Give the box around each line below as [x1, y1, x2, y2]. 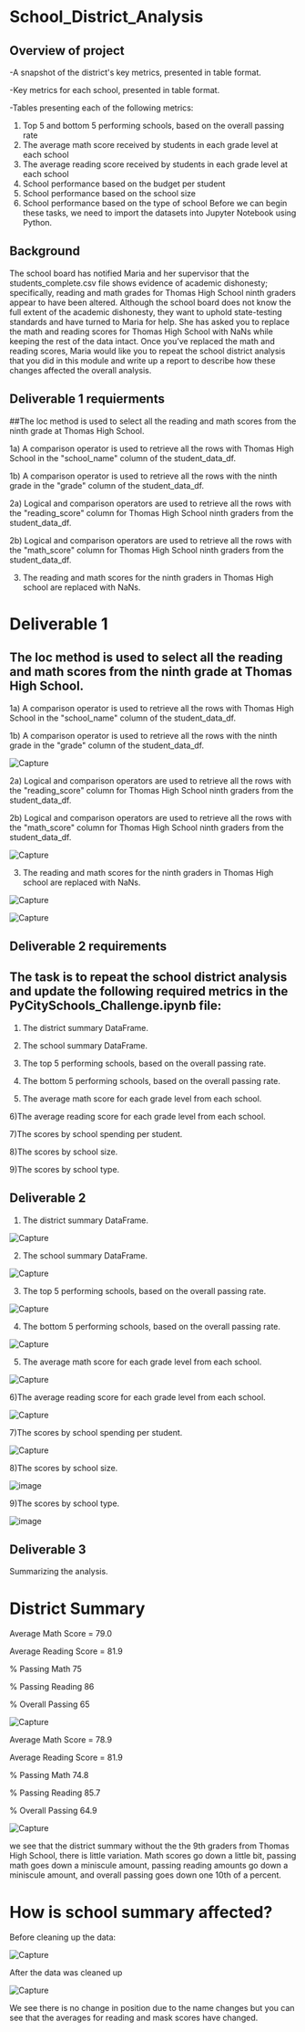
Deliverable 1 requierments [9, 391, 166, 407]
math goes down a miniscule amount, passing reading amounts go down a [9, 1860, 289, 1871]
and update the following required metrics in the [9, 984, 289, 999]
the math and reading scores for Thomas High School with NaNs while [9, 326, 273, 337]
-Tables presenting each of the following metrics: [9, 102, 194, 113]
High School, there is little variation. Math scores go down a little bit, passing [9, 1850, 297, 1861]
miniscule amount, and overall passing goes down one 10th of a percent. [9, 1869, 282, 1880]
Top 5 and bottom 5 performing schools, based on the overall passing [22, 121, 285, 131]
